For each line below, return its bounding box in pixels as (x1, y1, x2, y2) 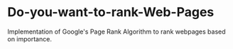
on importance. (7, 34, 52, 43)
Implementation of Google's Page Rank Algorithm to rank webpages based (7, 27, 226, 36)
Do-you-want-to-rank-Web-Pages (7, 4, 215, 20)
